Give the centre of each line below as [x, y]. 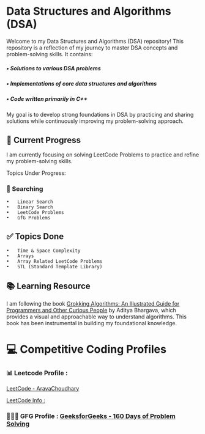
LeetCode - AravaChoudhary [43, 388]
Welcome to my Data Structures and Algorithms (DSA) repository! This [95, 41]
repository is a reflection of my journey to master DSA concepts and [92, 48]
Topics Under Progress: [36, 173]
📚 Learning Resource [48, 286]
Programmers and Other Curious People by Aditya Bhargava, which [91, 311]
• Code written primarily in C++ [47, 99]
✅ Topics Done [35, 237]
